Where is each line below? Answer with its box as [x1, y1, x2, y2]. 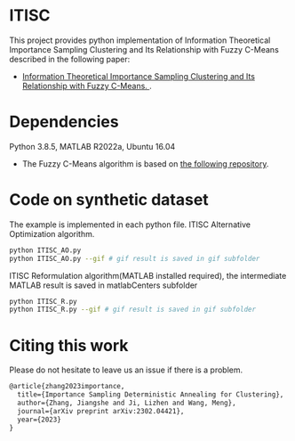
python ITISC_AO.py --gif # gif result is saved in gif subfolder [9, 254, 260, 263]
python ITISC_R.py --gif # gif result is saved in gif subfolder [9, 305, 256, 314]
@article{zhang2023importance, [9, 382, 125, 391]
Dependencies [9, 112, 119, 132]
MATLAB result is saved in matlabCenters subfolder [9, 280, 198, 290]
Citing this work [9, 335, 129, 355]
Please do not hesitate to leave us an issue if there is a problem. [9, 364, 243, 375]
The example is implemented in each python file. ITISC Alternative [9, 219, 251, 230]
